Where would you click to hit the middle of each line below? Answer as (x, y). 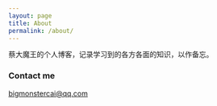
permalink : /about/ (41, 31)
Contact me (32, 75)
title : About (30, 23)
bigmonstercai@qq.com (48, 93)
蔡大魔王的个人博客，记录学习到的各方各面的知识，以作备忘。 (111, 55)
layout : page (30, 16)
